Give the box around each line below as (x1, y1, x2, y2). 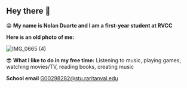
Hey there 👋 (6, 6, 51, 16)
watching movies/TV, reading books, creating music (6, 63, 134, 70)
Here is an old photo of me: (6, 34, 75, 41)
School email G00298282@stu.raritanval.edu (6, 74, 118, 81)
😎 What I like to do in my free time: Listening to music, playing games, (6, 56, 181, 63)
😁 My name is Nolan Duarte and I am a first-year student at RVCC (6, 22, 173, 29)
